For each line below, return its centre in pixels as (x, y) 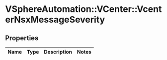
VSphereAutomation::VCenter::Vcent (83, 9)
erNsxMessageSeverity (55, 20)
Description (58, 52)
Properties (22, 38)
